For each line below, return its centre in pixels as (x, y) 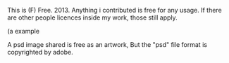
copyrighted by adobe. (41, 52)
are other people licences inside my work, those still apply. (92, 17)
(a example (24, 31)
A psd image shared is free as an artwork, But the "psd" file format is (107, 44)
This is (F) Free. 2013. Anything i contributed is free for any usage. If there (114, 10)
